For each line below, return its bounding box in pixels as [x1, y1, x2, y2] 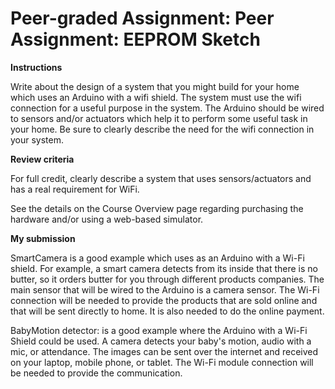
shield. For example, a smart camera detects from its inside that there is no [10, 262, 318, 274]
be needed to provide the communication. [10, 367, 183, 379]
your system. [10, 133, 65, 146]
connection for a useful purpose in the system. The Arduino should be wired [10, 102, 325, 114]
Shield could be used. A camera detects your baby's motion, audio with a [10, 335, 312, 347]
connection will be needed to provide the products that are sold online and [10, 294, 318, 306]
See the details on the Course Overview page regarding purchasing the [10, 202, 304, 214]
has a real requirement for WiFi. [10, 183, 140, 195]
